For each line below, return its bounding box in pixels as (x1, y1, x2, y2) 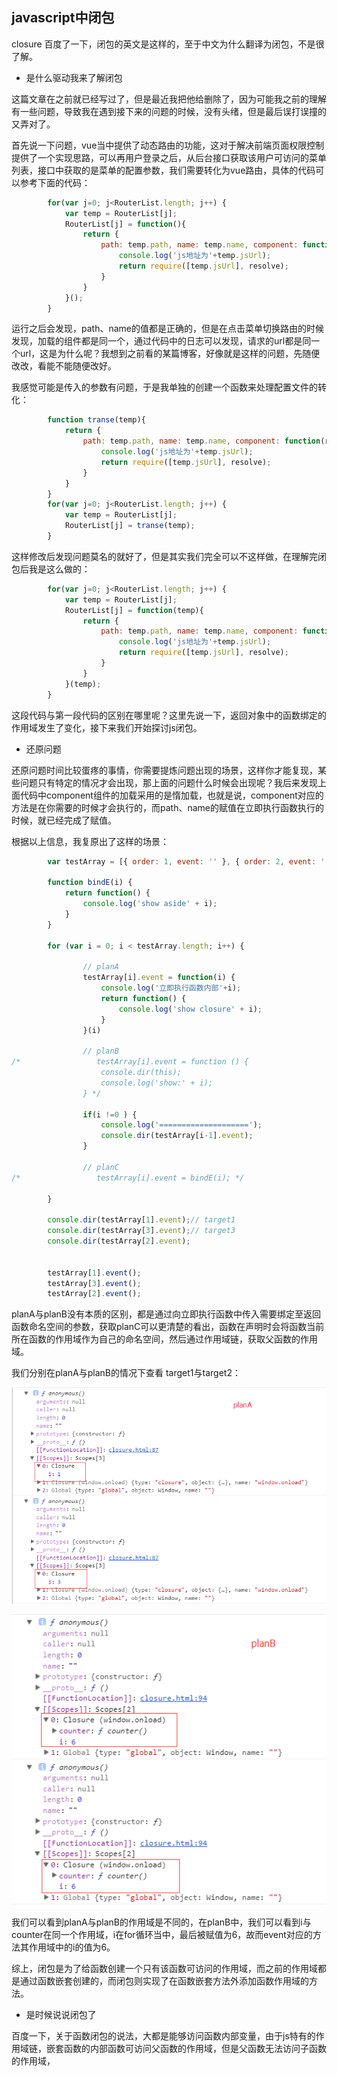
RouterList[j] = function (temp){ (64, 605, 204, 615)
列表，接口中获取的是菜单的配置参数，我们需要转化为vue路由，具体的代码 (11, 164, 316, 176)
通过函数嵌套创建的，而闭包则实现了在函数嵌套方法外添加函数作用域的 (19, 1974, 309, 1987)
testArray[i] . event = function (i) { (82, 973, 236, 983)
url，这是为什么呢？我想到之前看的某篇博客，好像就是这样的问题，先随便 (19, 348, 321, 360)
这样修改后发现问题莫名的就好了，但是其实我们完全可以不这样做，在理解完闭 (11, 550, 327, 562)
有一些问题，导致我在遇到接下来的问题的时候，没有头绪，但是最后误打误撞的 (11, 105, 327, 117)
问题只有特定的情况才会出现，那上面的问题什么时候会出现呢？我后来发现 (19, 776, 318, 788)
